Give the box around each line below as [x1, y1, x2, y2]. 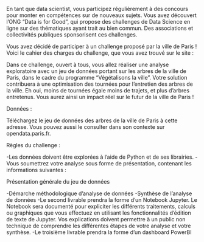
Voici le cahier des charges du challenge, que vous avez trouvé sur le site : [6, 49, 194, 57]
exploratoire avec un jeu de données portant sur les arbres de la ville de [6, 67, 187, 75]
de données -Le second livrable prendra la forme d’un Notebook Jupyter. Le [6, 196, 198, 203]
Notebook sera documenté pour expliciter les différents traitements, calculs [6, 203, 196, 210]
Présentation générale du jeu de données [6, 178, 110, 185]
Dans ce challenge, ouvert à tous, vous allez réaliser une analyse [6, 61, 169, 68]
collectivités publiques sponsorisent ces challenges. [6, 31, 138, 38]
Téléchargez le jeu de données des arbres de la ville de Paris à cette [6, 117, 178, 124]
